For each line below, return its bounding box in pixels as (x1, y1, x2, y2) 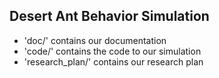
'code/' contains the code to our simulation (23, 45, 202, 57)
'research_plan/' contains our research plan (23, 55, 204, 68)
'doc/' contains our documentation (23, 34, 167, 46)
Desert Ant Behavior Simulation (9, 8, 210, 25)
